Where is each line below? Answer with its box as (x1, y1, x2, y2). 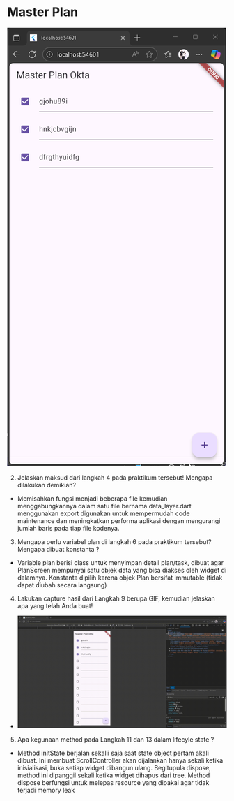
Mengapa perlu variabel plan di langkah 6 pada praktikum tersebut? (17, 537, 212, 545)
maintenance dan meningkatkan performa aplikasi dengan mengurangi (17, 516, 221, 524)
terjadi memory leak (17, 786, 75, 794)
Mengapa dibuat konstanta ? (17, 545, 100, 553)
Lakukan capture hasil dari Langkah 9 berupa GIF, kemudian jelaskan (17, 594, 216, 603)
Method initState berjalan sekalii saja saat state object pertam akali (17, 749, 209, 757)
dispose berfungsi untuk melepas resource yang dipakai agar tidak (17, 778, 210, 786)
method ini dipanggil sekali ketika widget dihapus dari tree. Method (17, 771, 210, 779)
